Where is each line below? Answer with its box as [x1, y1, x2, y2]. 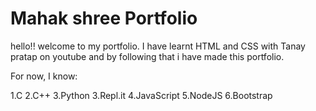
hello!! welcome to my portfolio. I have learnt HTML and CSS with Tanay [10, 40, 306, 52]
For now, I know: [10, 70, 78, 82]
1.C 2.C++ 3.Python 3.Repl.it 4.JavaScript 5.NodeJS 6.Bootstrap [10, 89, 273, 101]
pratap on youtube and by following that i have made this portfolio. [10, 50, 285, 62]
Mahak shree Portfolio [10, 7, 198, 30]
